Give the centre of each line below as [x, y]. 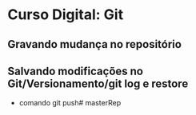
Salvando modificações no [75, 71]
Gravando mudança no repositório [94, 44]
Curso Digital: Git [66, 15]
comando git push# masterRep [70, 103]
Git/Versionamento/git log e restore [98, 83]
